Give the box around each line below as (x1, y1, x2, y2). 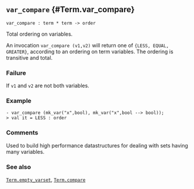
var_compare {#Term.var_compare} (6, 5, 135, 15)
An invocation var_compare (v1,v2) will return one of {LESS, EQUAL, (6, 42, 169, 49)
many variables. (6, 148, 45, 155)
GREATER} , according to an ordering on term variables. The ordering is (6, 48, 173, 55)
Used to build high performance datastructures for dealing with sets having (6, 142, 188, 149)
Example (6, 97, 32, 105)
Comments (6, 129, 38, 137)
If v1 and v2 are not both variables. (6, 82, 89, 90)
